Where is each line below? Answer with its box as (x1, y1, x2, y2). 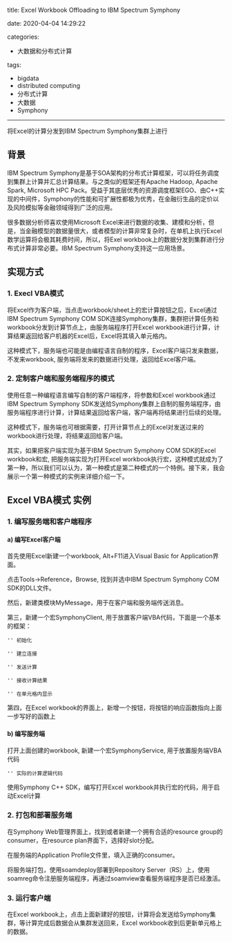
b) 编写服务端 (7, 729, 46, 737)
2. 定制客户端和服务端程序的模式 (7, 373, 115, 383)
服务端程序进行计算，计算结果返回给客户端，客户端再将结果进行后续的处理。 (7, 408, 225, 416)
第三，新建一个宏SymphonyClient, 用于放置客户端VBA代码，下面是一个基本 (7, 613, 221, 622)
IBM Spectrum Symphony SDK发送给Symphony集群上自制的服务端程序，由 (7, 399, 221, 407)
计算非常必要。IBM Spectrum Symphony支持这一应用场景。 (19, 243, 188, 252)
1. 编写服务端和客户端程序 (7, 517, 92, 526)
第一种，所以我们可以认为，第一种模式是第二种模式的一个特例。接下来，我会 (7, 463, 225, 472)
